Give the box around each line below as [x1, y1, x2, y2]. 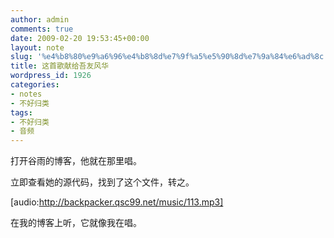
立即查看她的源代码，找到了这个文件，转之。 [10, 176, 195, 188]
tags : [10, 107, 33, 118]
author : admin [10, 14, 70, 25]
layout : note [10, 42, 65, 53]
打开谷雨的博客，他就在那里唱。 [10, 155, 142, 167]
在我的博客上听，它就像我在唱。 [10, 217, 142, 229]
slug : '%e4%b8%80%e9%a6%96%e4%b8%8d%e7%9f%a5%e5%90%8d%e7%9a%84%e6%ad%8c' [10, 52, 329, 62]
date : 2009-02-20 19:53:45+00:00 [10, 33, 150, 43]
